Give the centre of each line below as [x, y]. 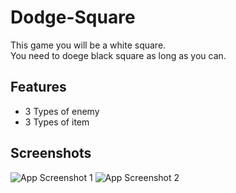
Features [38, 87]
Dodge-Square [73, 17]
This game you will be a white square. [88, 45]
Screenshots [51, 153]
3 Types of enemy [62, 111]
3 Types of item [57, 122]
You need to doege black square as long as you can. [118, 55]
